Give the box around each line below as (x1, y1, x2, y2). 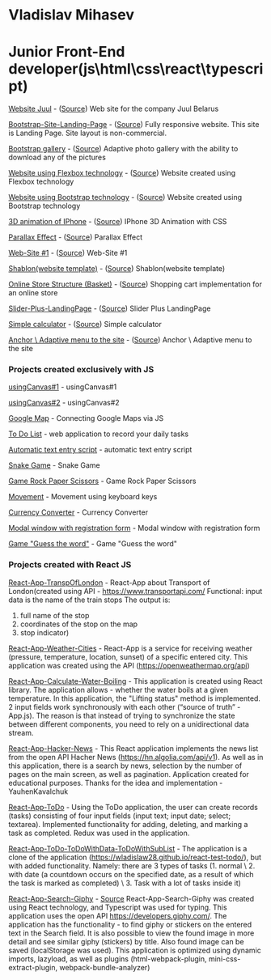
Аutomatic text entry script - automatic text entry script (8, 445, 193, 455)
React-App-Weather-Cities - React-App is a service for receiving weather (8, 643, 253, 653)
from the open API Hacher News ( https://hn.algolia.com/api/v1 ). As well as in (8, 752, 264, 762)
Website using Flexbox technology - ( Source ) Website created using (8, 168, 236, 178)
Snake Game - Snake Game (8, 460, 100, 470)
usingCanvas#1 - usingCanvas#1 (8, 382, 117, 392)
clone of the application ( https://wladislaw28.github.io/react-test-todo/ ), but (8, 852, 261, 862)
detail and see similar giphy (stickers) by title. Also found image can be (8, 936, 244, 946)
